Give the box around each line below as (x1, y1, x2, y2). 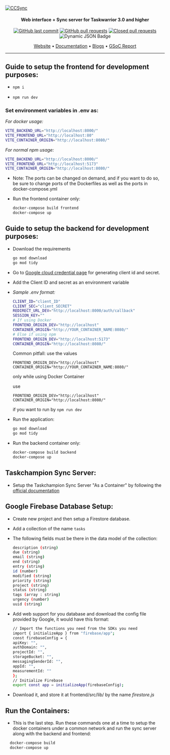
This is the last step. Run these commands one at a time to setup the (12, 720, 156, 726)
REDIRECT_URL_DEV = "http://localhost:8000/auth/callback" (12, 308, 136, 313)
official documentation (12, 487, 60, 493)
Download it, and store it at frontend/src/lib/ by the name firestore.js (12, 692, 154, 698)
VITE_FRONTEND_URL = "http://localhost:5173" (5, 161, 99, 166)
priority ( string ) (12, 578, 52, 583)
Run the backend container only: (12, 440, 81, 446)
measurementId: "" (12, 668, 52, 673)
